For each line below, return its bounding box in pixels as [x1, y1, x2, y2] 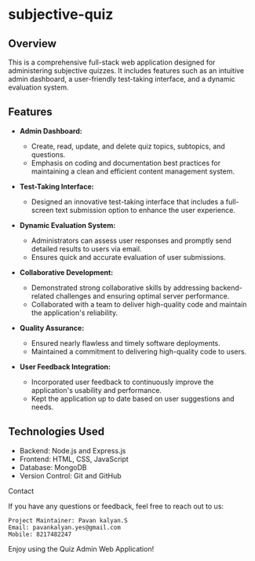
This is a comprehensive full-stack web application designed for [8, 57, 216, 67]
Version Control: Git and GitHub [19, 471, 122, 480]
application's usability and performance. [31, 385, 162, 394]
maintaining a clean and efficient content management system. [31, 167, 235, 176]
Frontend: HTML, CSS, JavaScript [19, 454, 129, 464]
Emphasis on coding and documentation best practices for [31, 158, 221, 167]
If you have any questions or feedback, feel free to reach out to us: [8, 501, 224, 511]
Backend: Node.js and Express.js [19, 445, 126, 455]
